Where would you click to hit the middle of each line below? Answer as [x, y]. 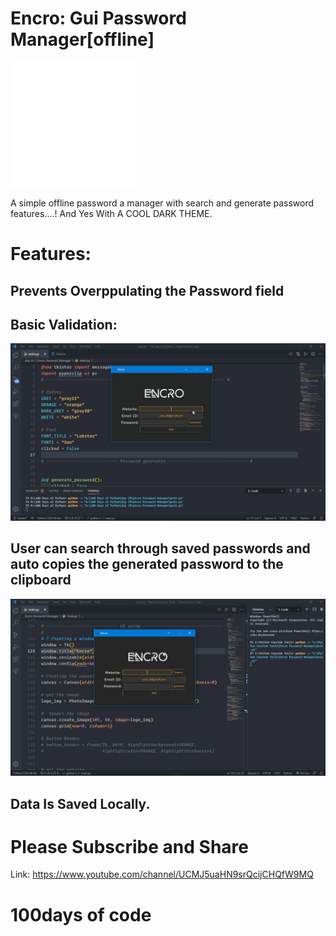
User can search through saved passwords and [160, 548]
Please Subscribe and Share [129, 846]
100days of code [81, 914]
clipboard [41, 580]
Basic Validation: [64, 324]
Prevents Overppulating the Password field [147, 290]
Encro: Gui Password [98, 18]
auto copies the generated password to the [147, 564]
